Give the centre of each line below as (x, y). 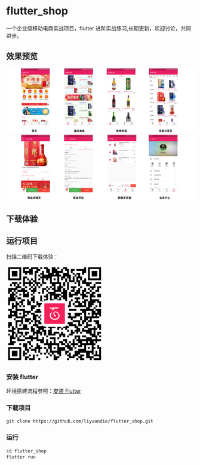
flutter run (21, 457)
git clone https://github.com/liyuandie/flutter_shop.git (80, 421)
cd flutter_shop (26, 451)
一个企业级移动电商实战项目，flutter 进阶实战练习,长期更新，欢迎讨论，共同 (99, 28)
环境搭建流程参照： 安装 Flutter (44, 391)
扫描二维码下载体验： (32, 256)
